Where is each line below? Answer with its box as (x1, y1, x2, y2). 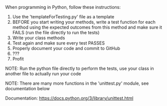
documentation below (5, 86, 50, 91)
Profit (12, 56, 24, 61)
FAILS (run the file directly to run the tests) (12, 30, 100, 35)
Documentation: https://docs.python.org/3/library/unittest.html (5, 95, 134, 101)
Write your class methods (12, 35, 65, 41)
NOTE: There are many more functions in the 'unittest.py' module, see (5, 80, 149, 86)
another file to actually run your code (5, 71, 81, 76)
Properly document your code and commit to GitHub (12, 46, 121, 51)
